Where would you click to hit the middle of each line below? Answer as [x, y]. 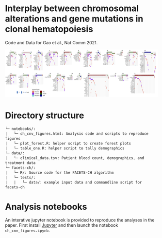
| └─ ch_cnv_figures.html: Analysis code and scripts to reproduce [77, 134]
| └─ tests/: [20, 178]
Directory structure [45, 115]
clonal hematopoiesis [49, 29]
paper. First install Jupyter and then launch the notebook [62, 225]
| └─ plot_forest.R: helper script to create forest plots [68, 144]
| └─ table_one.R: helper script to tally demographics [65, 148]
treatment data [20, 163]
